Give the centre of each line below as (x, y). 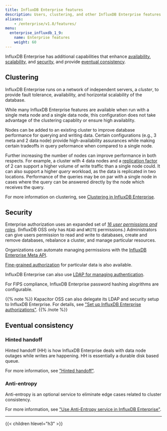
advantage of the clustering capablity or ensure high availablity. (70, 120)
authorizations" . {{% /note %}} (37, 310)
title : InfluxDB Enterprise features (44, 10)
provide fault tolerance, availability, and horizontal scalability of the (74, 95)
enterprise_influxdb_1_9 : (37, 33)
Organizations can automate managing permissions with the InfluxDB (76, 250)
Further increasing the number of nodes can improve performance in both (81, 155)
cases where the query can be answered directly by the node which (75, 182)
